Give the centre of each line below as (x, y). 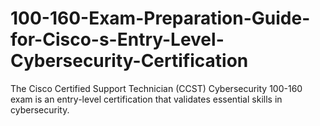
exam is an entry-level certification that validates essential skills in (146, 99)
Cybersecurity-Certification (129, 61)
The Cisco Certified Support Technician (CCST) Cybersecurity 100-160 (156, 88)
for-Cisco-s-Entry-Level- (117, 39)
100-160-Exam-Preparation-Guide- (160, 18)
